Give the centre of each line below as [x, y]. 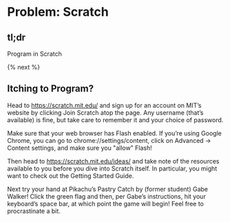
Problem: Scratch [58, 12]
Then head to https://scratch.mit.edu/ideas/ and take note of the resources [113, 161]
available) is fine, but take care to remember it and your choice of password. [115, 120]
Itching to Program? [51, 89]
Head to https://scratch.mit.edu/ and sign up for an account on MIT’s [104, 105]
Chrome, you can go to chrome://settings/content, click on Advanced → [109, 140]
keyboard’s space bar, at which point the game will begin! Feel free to [106, 203]
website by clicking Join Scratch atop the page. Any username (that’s [105, 112]
